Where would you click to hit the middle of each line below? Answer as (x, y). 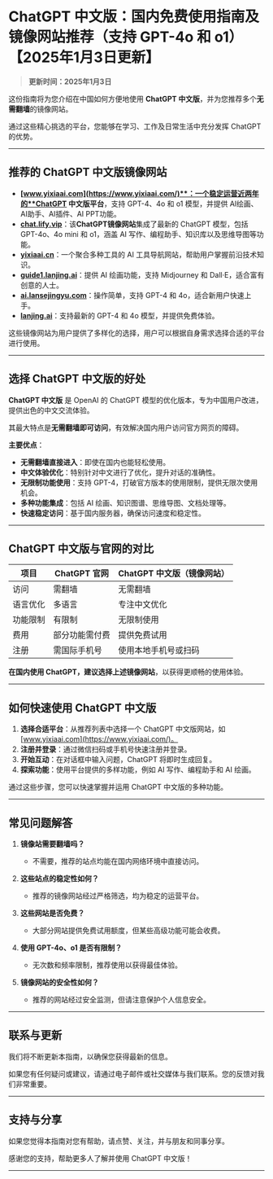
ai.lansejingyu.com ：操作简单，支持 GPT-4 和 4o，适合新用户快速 (132, 295)
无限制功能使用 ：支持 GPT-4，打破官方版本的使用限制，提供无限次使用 (139, 482)
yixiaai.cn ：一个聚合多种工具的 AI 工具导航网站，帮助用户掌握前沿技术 (139, 254)
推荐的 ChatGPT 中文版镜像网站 (88, 172)
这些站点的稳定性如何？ (59, 879)
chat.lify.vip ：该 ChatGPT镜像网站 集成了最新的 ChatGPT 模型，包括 (134, 224)
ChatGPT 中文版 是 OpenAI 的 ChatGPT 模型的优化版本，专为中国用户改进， (136, 400)
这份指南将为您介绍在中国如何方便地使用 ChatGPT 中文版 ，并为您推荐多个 (133, 99)
